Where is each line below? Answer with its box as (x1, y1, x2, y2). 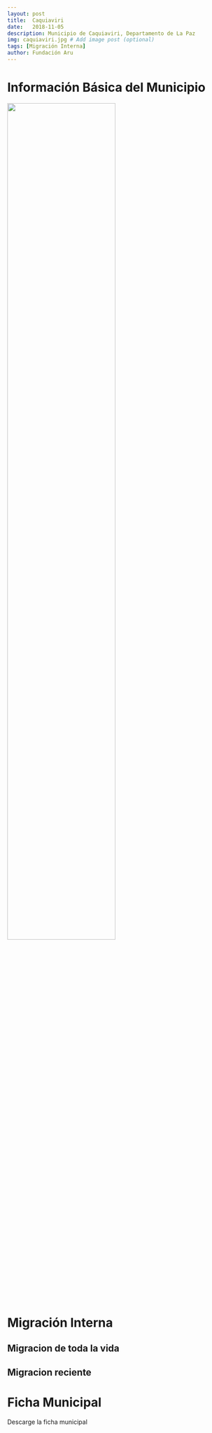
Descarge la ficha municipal (7, 1418, 87, 1426)
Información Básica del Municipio (7, 80, 206, 95)
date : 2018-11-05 (7, 23, 64, 30)
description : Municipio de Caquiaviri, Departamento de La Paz (7, 29, 196, 37)
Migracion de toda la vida (7, 1343, 120, 1355)
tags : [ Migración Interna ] (7, 43, 86, 50)
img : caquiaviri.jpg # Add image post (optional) (7, 36, 155, 43)
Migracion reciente (7, 1366, 92, 1378)
